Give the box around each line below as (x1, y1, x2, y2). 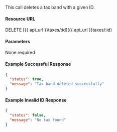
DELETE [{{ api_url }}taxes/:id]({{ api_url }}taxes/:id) (5, 27, 112, 33)
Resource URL (5, 16, 36, 22)
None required (5, 50, 35, 56)
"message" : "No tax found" (10, 117, 66, 122)
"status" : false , (10, 113, 46, 118)
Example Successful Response (5, 61, 71, 67)
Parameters (5, 38, 30, 44)
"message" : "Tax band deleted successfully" (10, 81, 104, 87)
